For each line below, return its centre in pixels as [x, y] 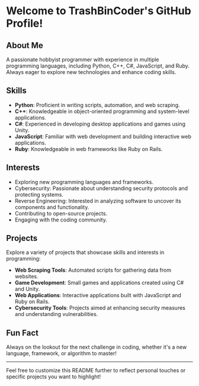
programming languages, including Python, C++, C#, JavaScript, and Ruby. [98, 66]
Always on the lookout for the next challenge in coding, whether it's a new [97, 347]
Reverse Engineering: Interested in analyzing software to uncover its [98, 201]
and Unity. [27, 289]
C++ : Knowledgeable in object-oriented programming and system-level [102, 111]
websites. [26, 276]
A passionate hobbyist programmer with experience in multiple [83, 59]
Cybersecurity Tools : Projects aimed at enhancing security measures [100, 308]
